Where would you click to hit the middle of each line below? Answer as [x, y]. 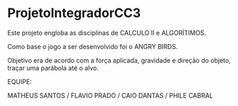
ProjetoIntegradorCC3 [74, 13]
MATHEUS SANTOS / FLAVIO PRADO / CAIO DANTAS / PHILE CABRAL [110, 95]
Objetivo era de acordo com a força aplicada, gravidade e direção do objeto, [119, 60]
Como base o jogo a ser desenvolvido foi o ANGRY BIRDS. [93, 46]
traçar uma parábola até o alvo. [53, 68]
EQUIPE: [20, 81]
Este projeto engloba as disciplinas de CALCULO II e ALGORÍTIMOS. [107, 33]
